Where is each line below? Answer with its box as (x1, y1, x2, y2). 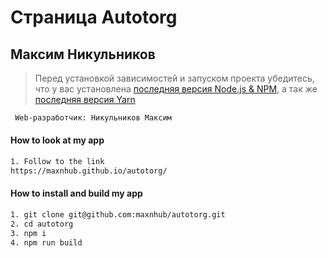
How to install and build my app (10, 187, 143, 200)
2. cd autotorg (10, 219, 74, 229)
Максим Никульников (10, 46, 156, 63)
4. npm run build (10, 237, 83, 248)
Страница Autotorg (10, 6, 178, 29)
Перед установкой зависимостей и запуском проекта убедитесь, (34, 72, 315, 84)
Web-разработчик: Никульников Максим (14, 113, 172, 123)
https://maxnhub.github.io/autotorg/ (10, 166, 168, 176)
